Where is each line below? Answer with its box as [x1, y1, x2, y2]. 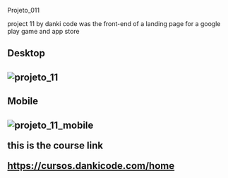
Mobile [7, 95, 39, 108]
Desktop [7, 47, 46, 59]
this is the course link [7, 139, 104, 151]
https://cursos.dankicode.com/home [7, 160, 175, 172]
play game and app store [7, 27, 80, 35]
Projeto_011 [7, 6, 40, 14]
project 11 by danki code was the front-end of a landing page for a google [7, 20, 221, 27]
